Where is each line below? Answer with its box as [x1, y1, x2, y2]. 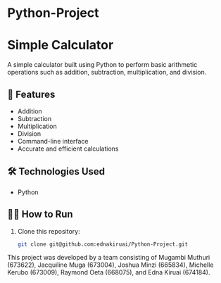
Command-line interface [17, 137, 89, 145]
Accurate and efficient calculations [17, 144, 119, 153]
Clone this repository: [17, 227, 80, 235]
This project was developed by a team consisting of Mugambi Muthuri [7, 253, 210, 262]
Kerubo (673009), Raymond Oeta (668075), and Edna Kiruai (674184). [7, 268, 210, 277]
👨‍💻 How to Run [7, 208, 73, 220]
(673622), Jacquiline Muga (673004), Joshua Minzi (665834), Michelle [7, 260, 214, 269]
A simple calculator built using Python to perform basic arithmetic [7, 61, 198, 69]
